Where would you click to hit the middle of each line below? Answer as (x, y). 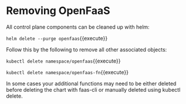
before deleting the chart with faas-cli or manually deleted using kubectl (93, 89)
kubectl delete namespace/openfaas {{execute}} (64, 61)
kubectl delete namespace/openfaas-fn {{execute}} (67, 72)
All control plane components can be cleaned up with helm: (78, 27)
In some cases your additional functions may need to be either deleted (91, 84)
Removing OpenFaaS (58, 11)
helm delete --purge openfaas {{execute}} (57, 38)
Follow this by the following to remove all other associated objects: (87, 49)
